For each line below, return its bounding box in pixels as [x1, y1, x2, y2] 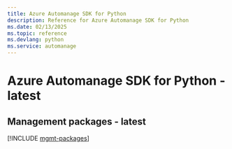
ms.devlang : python [7, 36, 64, 43]
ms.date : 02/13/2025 [7, 23, 68, 30]
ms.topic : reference [7, 29, 68, 37]
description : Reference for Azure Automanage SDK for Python [7, 17, 189, 24]
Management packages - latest [7, 115, 147, 127]
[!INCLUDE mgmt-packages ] [7, 134, 89, 142]
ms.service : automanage [7, 43, 77, 50]
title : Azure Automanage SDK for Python [7, 10, 127, 17]
